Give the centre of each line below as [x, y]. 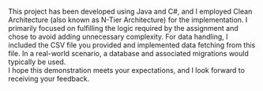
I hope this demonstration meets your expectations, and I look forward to [126, 70]
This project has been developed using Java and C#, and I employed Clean [130, 11]
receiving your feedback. [49, 79]
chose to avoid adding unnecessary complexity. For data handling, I [118, 36]
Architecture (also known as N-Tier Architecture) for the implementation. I [128, 20]
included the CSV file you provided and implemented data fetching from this [132, 45]
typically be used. [37, 62]
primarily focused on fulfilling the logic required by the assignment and [123, 28]
